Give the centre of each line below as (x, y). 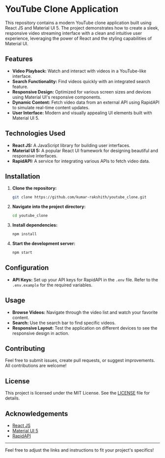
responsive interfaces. (35, 155)
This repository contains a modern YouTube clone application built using (78, 23)
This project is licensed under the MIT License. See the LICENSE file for (78, 393)
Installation (23, 176)
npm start (22, 252)
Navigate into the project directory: (49, 207)
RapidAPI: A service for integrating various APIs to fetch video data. (81, 161)
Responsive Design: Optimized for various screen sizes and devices (82, 92)
